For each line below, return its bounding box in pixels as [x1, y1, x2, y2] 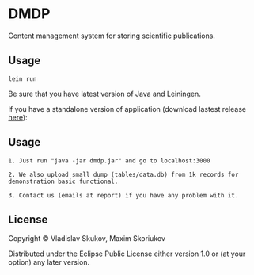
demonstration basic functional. [8, 178, 119, 185]
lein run [8, 74, 37, 83]
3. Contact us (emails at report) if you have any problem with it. [8, 191, 239, 199]
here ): [8, 113, 28, 122]
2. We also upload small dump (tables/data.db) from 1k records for [8, 170, 239, 178]
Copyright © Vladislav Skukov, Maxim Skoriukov [8, 234, 166, 243]
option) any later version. [8, 258, 89, 267]
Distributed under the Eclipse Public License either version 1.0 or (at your [8, 249, 246, 258]
